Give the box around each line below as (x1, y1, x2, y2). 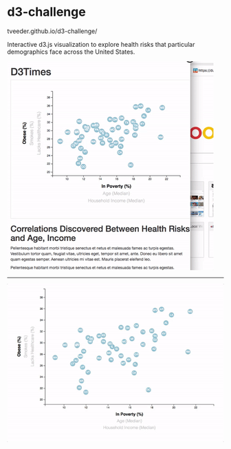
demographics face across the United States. (7, 48, 135, 56)
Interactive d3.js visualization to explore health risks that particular (7, 40, 195, 48)
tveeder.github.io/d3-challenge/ (7, 27, 98, 35)
